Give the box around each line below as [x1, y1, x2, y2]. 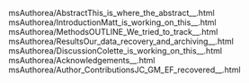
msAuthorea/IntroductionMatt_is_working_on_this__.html [8, 17, 217, 28]
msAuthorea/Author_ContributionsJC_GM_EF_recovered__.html [8, 64, 241, 75]
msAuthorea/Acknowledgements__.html [8, 55, 156, 65]
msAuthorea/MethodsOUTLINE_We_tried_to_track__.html [8, 27, 218, 37]
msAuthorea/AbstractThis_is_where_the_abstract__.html [8, 8, 215, 18]
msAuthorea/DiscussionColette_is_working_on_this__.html [8, 46, 222, 56]
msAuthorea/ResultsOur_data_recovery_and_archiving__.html [8, 36, 235, 46]
